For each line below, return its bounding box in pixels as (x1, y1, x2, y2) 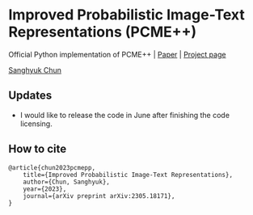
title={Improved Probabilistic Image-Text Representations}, (23, 171, 233, 179)
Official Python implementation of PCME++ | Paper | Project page (8, 49, 226, 59)
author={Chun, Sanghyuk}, (23, 178, 111, 186)
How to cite (8, 142, 67, 156)
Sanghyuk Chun (8, 65, 62, 74)
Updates (8, 89, 53, 103)
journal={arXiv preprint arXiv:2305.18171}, (23, 192, 175, 200)
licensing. (19, 119, 53, 129)
